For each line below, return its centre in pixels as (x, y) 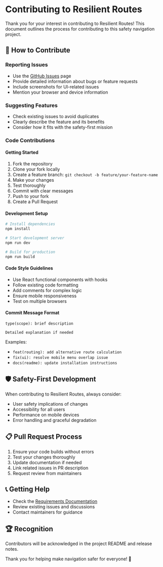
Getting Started (22, 152)
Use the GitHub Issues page (42, 76)
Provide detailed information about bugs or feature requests (75, 81)
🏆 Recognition (29, 529)
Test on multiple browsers (40, 301)
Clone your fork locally (36, 169)
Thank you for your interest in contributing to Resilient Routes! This (75, 23)
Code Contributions (30, 140)
